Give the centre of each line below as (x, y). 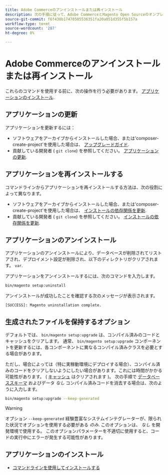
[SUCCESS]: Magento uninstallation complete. (53, 305)
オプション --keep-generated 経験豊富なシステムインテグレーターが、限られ (83, 418)
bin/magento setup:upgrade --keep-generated (52, 399)
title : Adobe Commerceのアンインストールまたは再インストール (64, 10)
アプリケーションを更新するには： (40, 127)
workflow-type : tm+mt (28, 24)
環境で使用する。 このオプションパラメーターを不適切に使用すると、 (80, 431)
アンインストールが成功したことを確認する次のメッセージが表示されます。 (81, 296)
